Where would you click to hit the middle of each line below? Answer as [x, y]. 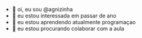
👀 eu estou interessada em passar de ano [64, 16]
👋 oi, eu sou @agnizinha [42, 9]
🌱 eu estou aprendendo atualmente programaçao [74, 22]
